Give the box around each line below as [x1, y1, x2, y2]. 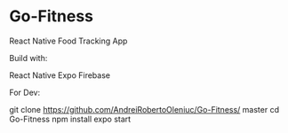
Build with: [9, 52, 48, 63]
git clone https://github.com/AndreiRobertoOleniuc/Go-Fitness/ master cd [9, 104, 280, 114]
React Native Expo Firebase [9, 69, 111, 81]
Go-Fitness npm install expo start [9, 113, 132, 124]
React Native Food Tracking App [9, 35, 128, 46]
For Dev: [9, 87, 41, 98]
